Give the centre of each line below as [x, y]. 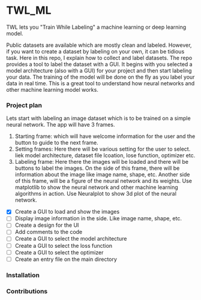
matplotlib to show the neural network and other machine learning [96, 187]
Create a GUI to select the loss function [64, 245]
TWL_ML [29, 10]
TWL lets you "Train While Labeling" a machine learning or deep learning [96, 27]
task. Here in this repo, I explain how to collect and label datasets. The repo [99, 58]
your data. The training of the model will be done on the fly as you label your [100, 77]
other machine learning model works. [52, 89]
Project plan [24, 105]
